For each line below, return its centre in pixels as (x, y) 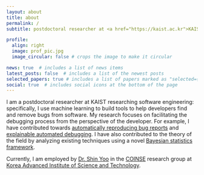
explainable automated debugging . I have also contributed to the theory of (99, 134)
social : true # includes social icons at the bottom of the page (92, 85)
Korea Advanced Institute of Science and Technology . (73, 165)
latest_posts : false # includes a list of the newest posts (85, 74)
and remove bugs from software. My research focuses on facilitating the (97, 115)
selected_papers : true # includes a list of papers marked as (87, 79)
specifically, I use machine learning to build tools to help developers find (97, 108)
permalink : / (23, 23)
